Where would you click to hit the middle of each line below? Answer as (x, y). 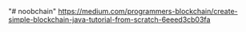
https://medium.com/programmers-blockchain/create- (148, 11)
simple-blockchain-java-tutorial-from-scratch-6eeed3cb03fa (109, 20)
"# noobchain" (32, 11)
